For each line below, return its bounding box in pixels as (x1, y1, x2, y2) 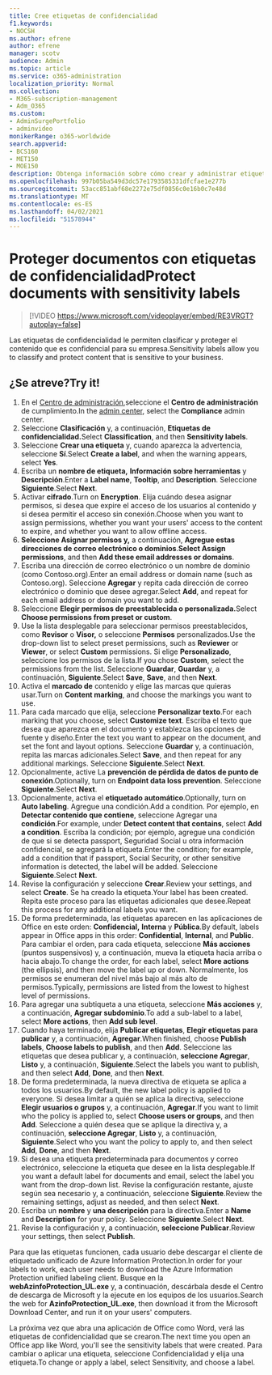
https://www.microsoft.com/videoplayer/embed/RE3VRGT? (56, 311, 253, 320)
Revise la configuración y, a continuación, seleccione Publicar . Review (20, 1223, 256, 1233)
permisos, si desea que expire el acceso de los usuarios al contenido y (20, 501, 257, 510)
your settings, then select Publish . (20, 1232, 136, 1241)
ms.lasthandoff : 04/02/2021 (9, 207, 104, 215)
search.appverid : (9, 139, 68, 148)
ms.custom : (9, 110, 46, 118)
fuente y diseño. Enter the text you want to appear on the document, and (20, 733, 262, 742)
